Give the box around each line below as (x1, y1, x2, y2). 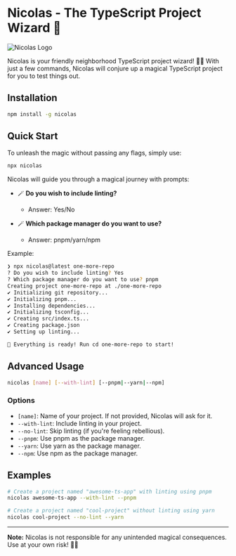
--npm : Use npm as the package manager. (17, 448, 138, 458)
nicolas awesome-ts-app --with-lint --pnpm (7, 494, 137, 502)
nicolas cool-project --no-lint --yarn (7, 514, 124, 521)
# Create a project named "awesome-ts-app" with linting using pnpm (7, 488, 212, 495)
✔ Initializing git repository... (7, 289, 109, 296)
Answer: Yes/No (27, 205, 75, 214)
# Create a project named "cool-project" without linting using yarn (7, 507, 216, 515)
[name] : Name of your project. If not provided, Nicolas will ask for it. (17, 411, 213, 420)
